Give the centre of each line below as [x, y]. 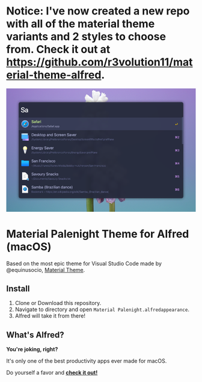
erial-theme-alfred [54, 75]
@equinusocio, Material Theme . [46, 270]
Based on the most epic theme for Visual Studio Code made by [84, 263]
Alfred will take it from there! [50, 316]
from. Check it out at [58, 50]
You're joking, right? [32, 350]
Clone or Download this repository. [58, 303]
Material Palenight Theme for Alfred [98, 234]
